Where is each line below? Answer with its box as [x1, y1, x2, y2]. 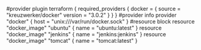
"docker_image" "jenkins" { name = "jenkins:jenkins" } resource [6, 31, 166, 38]
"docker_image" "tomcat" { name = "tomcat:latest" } [6, 37, 138, 44]
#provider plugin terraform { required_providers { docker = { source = [6, 5, 181, 12]
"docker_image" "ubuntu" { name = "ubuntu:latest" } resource [6, 24, 162, 31]
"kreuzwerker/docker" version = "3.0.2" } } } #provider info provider [6, 11, 177, 19]
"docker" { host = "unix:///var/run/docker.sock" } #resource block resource [6, 18, 195, 25]
